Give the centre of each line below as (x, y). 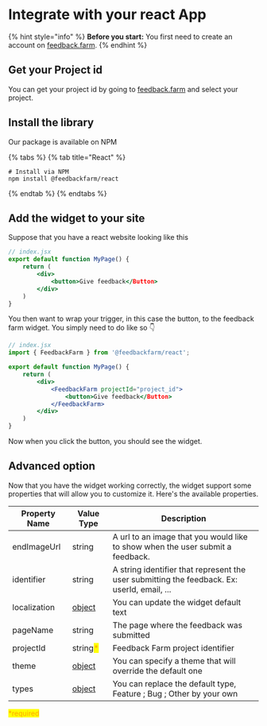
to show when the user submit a (172, 546)
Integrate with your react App (107, 15)
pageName (33, 630)
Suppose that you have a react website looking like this (99, 237)
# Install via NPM (39, 172)
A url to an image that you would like (180, 536)
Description (184, 518)
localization (34, 607)
